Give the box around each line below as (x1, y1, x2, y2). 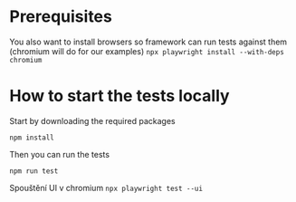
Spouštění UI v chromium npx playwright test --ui (9, 182, 204, 193)
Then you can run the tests (9, 149, 110, 159)
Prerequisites (9, 6, 113, 27)
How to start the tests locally (9, 86, 230, 106)
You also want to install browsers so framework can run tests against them (9, 36, 288, 47)
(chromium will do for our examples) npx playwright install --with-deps (9, 45, 285, 56)
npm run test (9, 166, 59, 176)
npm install (9, 133, 54, 142)
